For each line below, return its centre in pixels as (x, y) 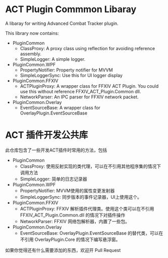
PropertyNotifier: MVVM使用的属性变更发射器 (67, 191)
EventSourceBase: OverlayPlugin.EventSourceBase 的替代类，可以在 (92, 233)
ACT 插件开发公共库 (47, 135)
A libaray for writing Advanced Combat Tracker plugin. (62, 23)
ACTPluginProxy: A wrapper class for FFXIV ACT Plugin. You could (89, 86)
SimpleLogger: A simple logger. (53, 59)
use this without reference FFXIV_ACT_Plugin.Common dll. (80, 91)
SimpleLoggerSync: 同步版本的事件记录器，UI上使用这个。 (81, 197)
